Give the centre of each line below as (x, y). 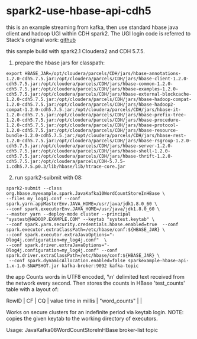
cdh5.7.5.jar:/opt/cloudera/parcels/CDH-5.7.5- (66, 161)
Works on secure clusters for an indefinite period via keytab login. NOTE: (95, 312)
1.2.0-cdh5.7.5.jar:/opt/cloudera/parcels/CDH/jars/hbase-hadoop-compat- (99, 99)
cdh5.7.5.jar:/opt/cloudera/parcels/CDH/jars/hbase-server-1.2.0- (90, 146)
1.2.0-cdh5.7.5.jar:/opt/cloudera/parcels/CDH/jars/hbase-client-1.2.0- (98, 79)
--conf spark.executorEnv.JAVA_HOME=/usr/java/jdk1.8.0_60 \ (83, 209)
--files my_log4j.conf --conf (43, 198)
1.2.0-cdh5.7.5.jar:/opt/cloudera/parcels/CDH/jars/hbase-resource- (92, 130)
